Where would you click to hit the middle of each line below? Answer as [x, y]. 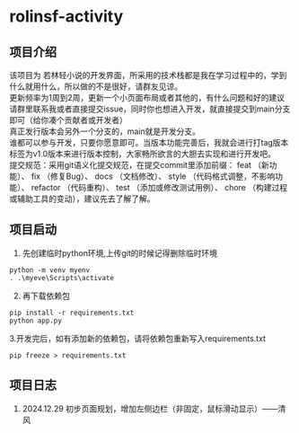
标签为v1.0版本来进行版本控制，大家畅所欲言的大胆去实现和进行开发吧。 [143, 154]
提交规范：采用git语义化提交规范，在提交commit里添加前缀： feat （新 [139, 165]
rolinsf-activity [66, 17]
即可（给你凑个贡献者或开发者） [68, 120]
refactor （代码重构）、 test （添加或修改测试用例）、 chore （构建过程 [159, 187]
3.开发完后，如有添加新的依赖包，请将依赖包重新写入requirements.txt [138, 338]
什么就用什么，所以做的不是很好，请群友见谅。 [96, 86]
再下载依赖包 [46, 296]
